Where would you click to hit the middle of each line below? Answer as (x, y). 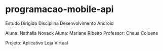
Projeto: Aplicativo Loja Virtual (37, 43)
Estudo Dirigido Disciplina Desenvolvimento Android (59, 23)
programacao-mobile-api (59, 9)
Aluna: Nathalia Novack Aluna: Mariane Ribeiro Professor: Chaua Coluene (82, 33)
